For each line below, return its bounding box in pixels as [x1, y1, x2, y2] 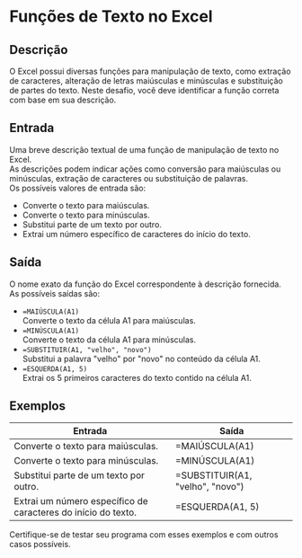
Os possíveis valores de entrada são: [9, 182, 147, 193]
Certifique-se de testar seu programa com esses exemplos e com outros [9, 529, 279, 540]
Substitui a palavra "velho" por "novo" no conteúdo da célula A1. [22, 353, 261, 364]
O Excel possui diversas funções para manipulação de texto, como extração [9, 66, 291, 76]
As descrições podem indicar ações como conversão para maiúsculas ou [9, 164, 281, 174]
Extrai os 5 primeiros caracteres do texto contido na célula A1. [22, 372, 252, 383]
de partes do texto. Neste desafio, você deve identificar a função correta [9, 85, 280, 95]
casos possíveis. [9, 539, 71, 550]
